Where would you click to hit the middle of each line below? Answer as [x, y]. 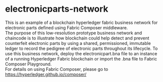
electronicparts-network [57, 9]
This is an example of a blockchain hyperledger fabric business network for [81, 22]
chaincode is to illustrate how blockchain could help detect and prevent [77, 38]
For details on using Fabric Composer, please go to [57, 69]
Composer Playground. [28, 64]
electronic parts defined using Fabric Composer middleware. [67, 27]
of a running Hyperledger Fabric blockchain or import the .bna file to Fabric [81, 59]
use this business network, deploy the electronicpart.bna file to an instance [81, 53]
